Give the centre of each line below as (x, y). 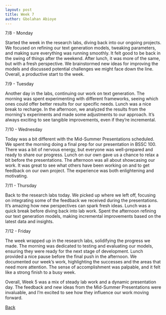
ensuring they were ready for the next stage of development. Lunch (74, 252)
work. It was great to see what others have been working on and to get (77, 165)
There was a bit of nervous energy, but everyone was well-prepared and (79, 150)
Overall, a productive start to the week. (45, 74)
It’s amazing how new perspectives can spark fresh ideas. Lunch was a (78, 206)
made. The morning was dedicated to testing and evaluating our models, (79, 246)
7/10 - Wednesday (24, 129)
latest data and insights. (29, 222)
